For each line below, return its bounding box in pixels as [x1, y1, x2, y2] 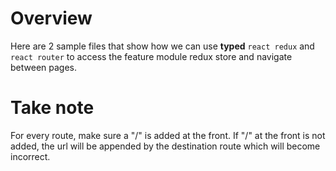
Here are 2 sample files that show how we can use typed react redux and [10, 40, 315, 52]
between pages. [10, 61, 77, 73]
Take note [10, 97, 95, 119]
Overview [10, 7, 93, 30]
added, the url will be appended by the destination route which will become [10, 140, 321, 152]
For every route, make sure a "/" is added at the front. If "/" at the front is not [10, 129, 326, 141]
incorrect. [10, 150, 51, 162]
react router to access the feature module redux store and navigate [10, 50, 293, 62]
